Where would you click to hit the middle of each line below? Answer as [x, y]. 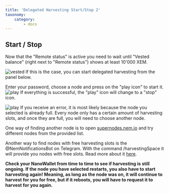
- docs [30, 24]
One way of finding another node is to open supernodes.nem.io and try [79, 128]
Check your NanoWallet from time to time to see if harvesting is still [77, 164]
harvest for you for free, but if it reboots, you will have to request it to [79, 180]
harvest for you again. [29, 185]
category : [25, 19]
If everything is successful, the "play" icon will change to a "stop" [89, 92]
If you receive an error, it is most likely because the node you [84, 108]
